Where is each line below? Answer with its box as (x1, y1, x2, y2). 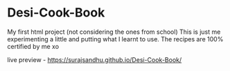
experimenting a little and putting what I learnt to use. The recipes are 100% (7, 34, 224, 43)
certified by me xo (7, 42, 60, 50)
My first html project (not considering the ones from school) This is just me (7, 28, 221, 36)
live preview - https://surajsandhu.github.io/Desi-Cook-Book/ (7, 55, 182, 63)
